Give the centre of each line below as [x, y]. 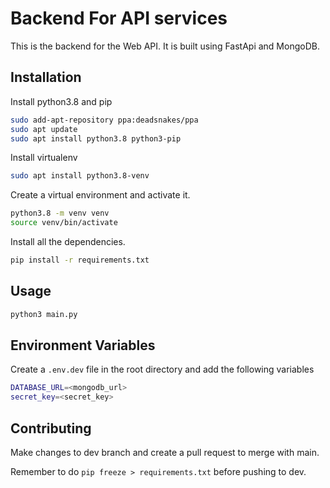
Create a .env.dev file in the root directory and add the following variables [162, 369]
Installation [46, 77]
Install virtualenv [44, 158]
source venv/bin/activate [64, 223]
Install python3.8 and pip [61, 101]
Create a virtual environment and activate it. [100, 195]
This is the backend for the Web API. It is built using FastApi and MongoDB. [165, 46]
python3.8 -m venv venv [60, 213]
